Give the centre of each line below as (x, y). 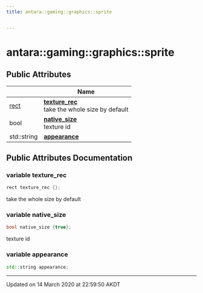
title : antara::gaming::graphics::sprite (59, 12)
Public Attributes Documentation (69, 158)
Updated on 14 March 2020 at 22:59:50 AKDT (63, 284)
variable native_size (36, 215)
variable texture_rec (37, 175)
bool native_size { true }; (39, 227)
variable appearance (37, 254)
